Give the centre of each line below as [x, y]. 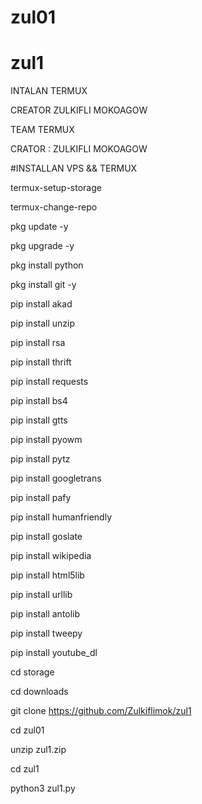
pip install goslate [46, 537]
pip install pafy [41, 498]
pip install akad [41, 304]
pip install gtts [39, 420]
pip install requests [49, 382]
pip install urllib [41, 595]
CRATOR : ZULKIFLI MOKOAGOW [79, 149]
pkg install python [47, 265]
